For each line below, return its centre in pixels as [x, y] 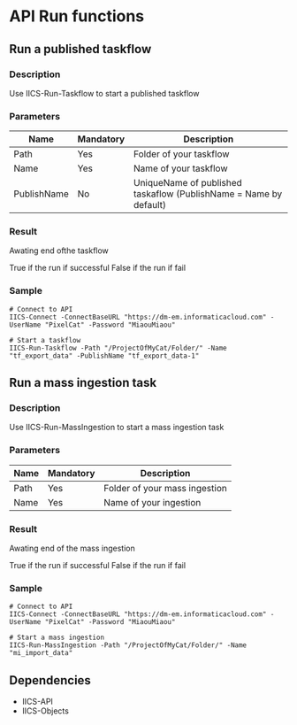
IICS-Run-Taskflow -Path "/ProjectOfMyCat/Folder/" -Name [118, 348]
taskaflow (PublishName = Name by [208, 194]
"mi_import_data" [41, 653]
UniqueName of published [188, 183]
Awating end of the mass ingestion [72, 548]
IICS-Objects [45, 711]
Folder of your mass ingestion [165, 488]
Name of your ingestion [152, 502]
